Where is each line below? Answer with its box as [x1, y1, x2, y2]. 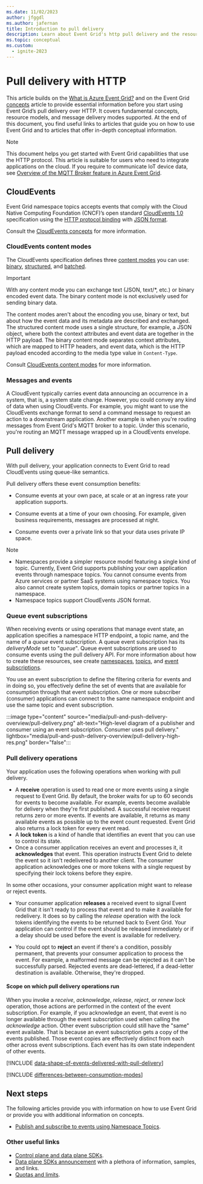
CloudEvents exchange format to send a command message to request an [6, 409, 191, 416]
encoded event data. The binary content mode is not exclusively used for [6, 292, 188, 299]
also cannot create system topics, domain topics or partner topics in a [14, 583, 189, 590]
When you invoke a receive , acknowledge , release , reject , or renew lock [6, 996, 185, 1003]
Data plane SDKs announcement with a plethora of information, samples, [14, 1158, 196, 1165]
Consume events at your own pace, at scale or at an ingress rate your [14, 491, 188, 499]
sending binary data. [6, 299, 57, 306]
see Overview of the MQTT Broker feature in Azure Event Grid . [6, 169, 162, 176]
